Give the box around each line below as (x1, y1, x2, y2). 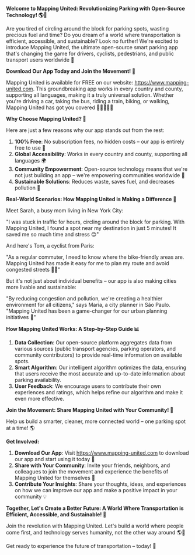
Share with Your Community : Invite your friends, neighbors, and (14, 462, 170, 469)
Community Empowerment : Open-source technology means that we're (14, 165, 188, 172)
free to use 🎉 (14, 144, 46, 151)
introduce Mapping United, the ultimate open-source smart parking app (6, 44, 178, 50)
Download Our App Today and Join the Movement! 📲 (6, 67, 136, 75)
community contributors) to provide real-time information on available (14, 351, 183, 358)
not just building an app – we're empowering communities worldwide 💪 (14, 172, 185, 178)
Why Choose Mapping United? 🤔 (6, 116, 86, 122)
